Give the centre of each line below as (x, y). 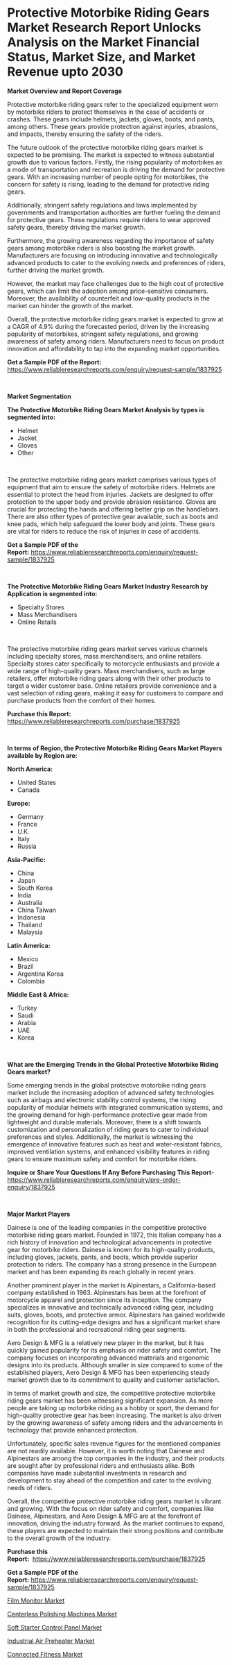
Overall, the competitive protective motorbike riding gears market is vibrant (114, 1501)
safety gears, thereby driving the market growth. (76, 227)
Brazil (25, 966)
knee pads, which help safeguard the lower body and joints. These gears (111, 524)
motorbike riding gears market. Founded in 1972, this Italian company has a (114, 1235)
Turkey (27, 1008)
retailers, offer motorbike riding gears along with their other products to (109, 678)
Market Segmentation (39, 396)
